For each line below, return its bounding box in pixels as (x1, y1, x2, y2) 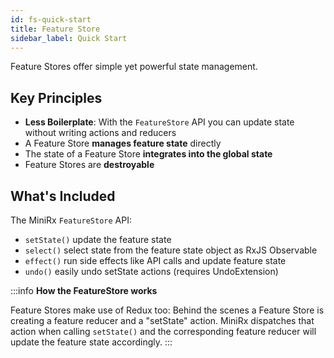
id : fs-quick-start (10, 14, 92, 25)
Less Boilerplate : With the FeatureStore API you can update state (24, 116, 295, 128)
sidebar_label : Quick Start (10, 33, 128, 43)
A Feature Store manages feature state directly (24, 137, 222, 150)
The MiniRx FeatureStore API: (10, 214, 132, 226)
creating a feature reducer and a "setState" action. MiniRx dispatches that (10, 315, 315, 326)
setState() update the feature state (24, 234, 172, 245)
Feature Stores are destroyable (24, 159, 155, 171)
